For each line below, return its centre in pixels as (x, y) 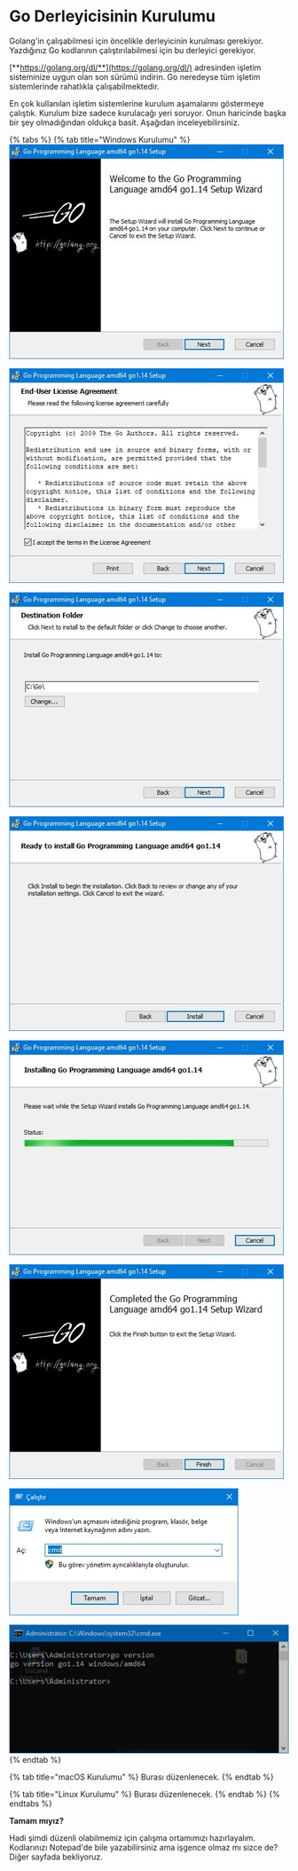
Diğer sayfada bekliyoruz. (56, 1857)
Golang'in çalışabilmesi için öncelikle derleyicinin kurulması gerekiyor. (137, 41)
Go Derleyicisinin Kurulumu (112, 16)
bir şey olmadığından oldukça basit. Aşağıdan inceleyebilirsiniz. (125, 122)
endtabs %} (31, 1804)
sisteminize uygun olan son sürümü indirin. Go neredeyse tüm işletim (135, 76)
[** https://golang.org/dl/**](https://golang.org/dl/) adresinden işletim (135, 67)
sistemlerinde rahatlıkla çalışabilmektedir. (84, 86)
